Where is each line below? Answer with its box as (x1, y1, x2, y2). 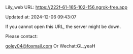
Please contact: (5, 33, 38, 39)
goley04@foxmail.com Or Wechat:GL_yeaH (5, 43, 95, 49)
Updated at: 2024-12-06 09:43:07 (5, 14, 77, 19)
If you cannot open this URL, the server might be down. (5, 23, 121, 29)
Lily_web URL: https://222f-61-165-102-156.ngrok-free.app (5, 4, 128, 10)
